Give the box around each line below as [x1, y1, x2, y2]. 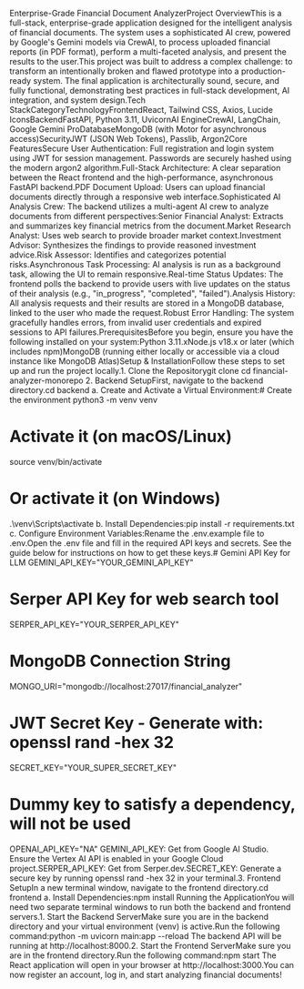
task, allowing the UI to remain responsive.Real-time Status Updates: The [9, 268, 284, 279]
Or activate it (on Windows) [9, 489, 221, 509]
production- [240, 66, 287, 76]
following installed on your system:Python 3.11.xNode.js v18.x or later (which [9, 337, 295, 347]
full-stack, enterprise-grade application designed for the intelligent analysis [9, 17, 293, 28]
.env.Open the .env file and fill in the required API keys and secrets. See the [9, 537, 292, 549]
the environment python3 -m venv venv [9, 395, 157, 405]
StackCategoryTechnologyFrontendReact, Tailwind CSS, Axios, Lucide [9, 105, 273, 115]
